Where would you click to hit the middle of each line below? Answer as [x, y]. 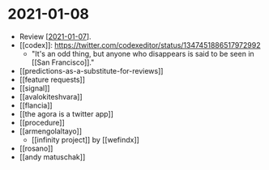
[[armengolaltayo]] [51, 131]
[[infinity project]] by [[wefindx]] [85, 139]
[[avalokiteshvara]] [51, 96]
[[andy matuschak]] [52, 157]
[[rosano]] [36, 148]
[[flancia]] [36, 105]
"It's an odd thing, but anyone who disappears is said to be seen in [143, 53]
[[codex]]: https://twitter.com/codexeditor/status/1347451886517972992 [140, 45]
